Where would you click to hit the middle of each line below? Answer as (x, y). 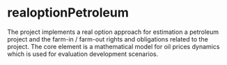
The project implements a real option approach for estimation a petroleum (113, 32)
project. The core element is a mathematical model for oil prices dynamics (113, 46)
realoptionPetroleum (68, 13)
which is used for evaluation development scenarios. (83, 54)
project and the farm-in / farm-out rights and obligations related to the (108, 39)
